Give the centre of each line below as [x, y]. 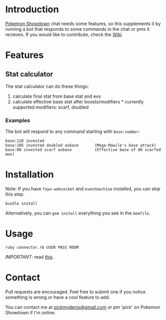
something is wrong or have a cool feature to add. [58, 297]
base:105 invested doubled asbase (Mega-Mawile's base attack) [81, 145]
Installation [30, 175]
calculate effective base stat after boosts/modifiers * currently [78, 101]
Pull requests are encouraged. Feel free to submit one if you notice [76, 292]
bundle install [21, 204]
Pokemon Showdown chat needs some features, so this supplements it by [83, 24]
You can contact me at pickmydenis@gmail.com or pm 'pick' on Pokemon [83, 307]
